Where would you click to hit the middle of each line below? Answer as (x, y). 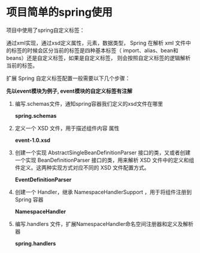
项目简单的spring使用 (59, 12)
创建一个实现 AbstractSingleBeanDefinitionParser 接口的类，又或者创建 (102, 152)
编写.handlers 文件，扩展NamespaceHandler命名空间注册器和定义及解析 (104, 224)
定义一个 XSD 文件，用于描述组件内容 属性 (67, 128)
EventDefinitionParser (43, 179)
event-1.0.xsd (33, 140)
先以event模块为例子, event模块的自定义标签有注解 (69, 91)
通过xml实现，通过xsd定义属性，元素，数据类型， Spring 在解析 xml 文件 (96, 43)
